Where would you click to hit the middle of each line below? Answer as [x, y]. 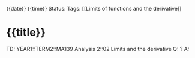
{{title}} [26, 33]
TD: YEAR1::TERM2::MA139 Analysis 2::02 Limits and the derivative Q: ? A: [98, 49]
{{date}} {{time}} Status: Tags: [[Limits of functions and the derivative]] [94, 9]
